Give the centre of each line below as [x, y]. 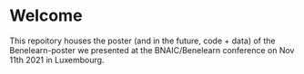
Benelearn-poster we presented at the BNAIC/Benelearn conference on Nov [152, 50]
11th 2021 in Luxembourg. [57, 60]
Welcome [46, 16]
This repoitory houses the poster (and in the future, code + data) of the [142, 41]
